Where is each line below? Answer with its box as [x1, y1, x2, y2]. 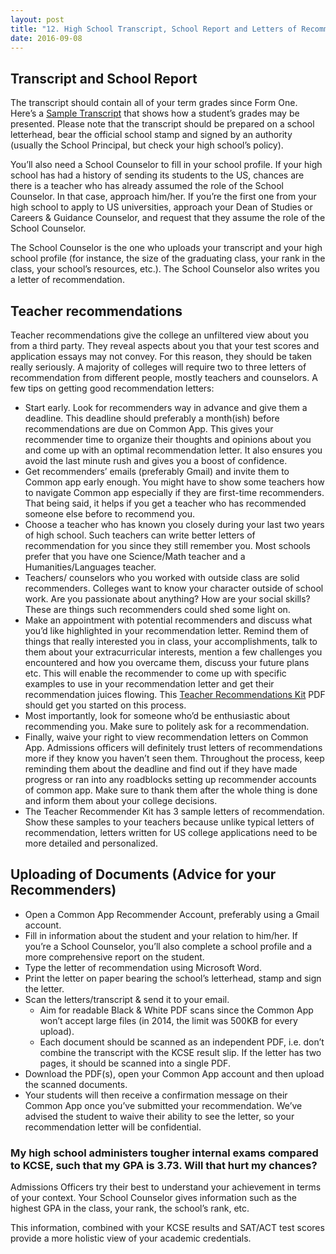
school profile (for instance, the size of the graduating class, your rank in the [10, 252, 326, 265]
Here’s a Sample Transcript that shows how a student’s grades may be [10, 107, 300, 120]
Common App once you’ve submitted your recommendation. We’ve [24, 1099, 303, 1111]
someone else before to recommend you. [24, 508, 195, 520]
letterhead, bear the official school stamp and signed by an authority [10, 129, 293, 141]
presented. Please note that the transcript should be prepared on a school [10, 118, 315, 130]
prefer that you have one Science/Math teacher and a [24, 551, 246, 562]
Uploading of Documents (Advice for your [10, 866, 277, 883]
